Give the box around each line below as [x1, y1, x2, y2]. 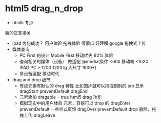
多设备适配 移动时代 [19, 70, 60, 76]
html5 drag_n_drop [5, 3, 83, 14]
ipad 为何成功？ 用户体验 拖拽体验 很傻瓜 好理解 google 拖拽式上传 [12, 40, 146, 46]
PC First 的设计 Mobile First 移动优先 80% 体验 [19, 52, 113, 58]
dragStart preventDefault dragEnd [19, 88, 88, 94]
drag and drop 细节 [12, 76, 51, 83]
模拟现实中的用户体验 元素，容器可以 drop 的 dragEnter [19, 100, 131, 106]
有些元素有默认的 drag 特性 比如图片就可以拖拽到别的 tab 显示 [19, 83, 144, 88]
